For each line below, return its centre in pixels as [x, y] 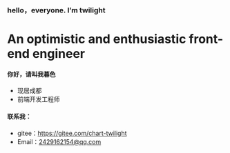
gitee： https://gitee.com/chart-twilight [72, 133]
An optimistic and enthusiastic [97, 39]
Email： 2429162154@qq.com [59, 141]
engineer [58, 54]
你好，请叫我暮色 [31, 74]
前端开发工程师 [38, 99]
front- [206, 39]
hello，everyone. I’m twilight [56, 10]
